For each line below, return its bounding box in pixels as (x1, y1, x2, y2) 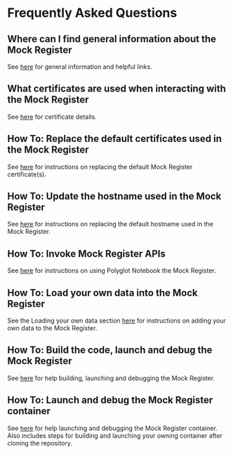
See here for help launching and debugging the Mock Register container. (7, 424, 218, 432)
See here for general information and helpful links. (7, 63, 152, 71)
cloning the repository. (7, 439, 72, 447)
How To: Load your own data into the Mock (7, 287, 198, 299)
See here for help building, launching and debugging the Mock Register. (7, 374, 215, 382)
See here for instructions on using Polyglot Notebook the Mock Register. (7, 266, 216, 275)
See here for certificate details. (7, 112, 97, 121)
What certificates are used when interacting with (7, 83, 227, 95)
